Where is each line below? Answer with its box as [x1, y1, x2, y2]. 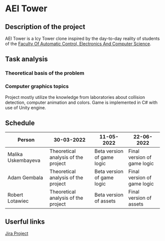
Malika [7, 151, 23, 158]
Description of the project [5, 23, 85, 31]
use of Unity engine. [5, 104, 46, 111]
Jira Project [5, 231, 28, 237]
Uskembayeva [7, 157, 41, 164]
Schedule [5, 119, 35, 127]
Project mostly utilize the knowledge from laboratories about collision [5, 94, 145, 100]
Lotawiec [7, 198, 29, 205]
